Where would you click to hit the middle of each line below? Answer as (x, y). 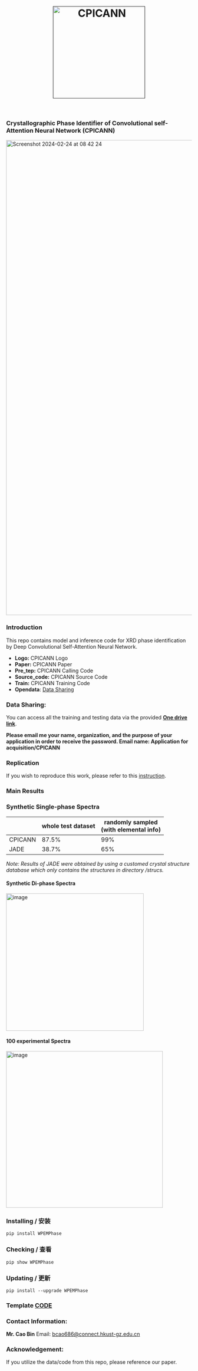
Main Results (25, 791)
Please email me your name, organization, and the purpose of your (89, 735)
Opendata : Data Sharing (44, 689)
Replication (23, 763)
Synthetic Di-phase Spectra (41, 883)
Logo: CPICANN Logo (41, 658)
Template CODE (29, 1305)
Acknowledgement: (35, 1349)
